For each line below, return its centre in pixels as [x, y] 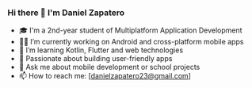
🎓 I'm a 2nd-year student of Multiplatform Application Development [130, 30]
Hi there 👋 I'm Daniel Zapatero [66, 13]
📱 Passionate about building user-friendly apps [95, 59]
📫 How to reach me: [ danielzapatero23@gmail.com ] [105, 76]
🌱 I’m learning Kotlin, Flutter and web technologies [101, 50]
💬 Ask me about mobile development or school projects [109, 67]
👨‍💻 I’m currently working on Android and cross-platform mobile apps [131, 42]
